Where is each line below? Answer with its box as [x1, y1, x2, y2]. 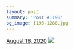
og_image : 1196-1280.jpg [6, 20, 69, 26]
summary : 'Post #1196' [6, 14, 63, 20]
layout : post [6, 8, 39, 15]
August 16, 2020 [6, 37, 47, 45]
